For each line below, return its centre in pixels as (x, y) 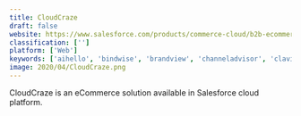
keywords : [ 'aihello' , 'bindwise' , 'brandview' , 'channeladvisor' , (138, 59)
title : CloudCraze (43, 17)
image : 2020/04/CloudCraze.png (68, 68)
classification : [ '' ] (50, 42)
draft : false (34, 26)
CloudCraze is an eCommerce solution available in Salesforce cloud (134, 92)
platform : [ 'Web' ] (43, 51)
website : (26, 34)
